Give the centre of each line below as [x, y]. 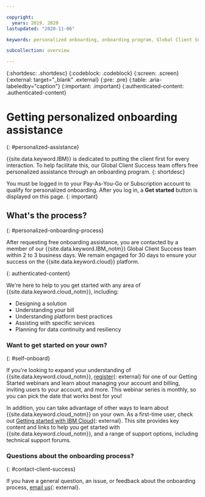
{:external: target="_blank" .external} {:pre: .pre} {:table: [77, 80]
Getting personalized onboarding [92, 117]
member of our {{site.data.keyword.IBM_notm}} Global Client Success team [101, 248]
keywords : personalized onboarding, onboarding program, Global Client [99, 40]
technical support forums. [39, 440]
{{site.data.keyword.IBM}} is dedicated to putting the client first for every [98, 159]
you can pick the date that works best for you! [64, 396]
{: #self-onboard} [28, 358]
